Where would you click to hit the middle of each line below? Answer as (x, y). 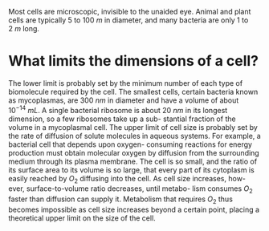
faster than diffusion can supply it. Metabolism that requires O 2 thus (120, 200)
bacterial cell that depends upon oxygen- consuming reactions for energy (130, 144)
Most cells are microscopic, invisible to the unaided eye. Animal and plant (130, 12)
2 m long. (24, 28)
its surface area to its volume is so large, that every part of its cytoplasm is (131, 170)
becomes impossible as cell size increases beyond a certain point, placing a (134, 209)
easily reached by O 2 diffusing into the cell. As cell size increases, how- (127, 179)
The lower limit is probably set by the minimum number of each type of (126, 83)
